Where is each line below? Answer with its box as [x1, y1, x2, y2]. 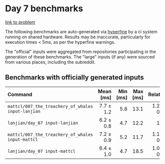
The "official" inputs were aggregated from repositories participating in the [5, 49, 156, 55]
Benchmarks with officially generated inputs [5, 73, 144, 82]
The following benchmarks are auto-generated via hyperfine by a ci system [5, 28, 158, 34]
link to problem [5, 19, 35, 25]
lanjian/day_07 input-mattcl [7, 148, 76, 154]
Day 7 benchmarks [5, 3, 83, 14]
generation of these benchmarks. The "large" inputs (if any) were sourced [5, 54, 155, 59]
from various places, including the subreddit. [5, 59, 96, 65]
